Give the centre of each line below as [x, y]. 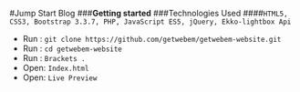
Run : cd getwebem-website [72, 48]
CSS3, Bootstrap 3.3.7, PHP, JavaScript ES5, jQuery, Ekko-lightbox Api [150, 22]
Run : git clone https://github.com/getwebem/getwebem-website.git [152, 39]
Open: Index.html [56, 68]
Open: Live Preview [60, 77]
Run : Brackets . [54, 58]
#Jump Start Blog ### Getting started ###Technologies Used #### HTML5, [149, 13]
